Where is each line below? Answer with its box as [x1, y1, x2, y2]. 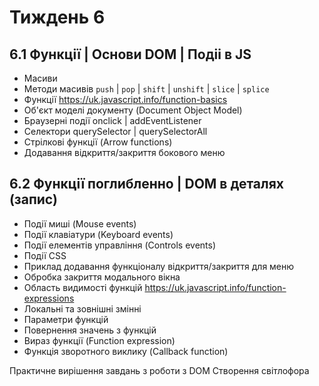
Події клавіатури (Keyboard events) [23, 228, 174, 240]
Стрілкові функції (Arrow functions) [23, 136, 173, 148]
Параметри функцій [23, 313, 109, 325]
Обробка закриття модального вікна [23, 271, 181, 283]
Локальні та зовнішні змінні [23, 302, 142, 315]
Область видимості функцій [23, 281, 143, 293]
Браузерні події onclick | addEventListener [23, 115, 202, 126]
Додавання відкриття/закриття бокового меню [23, 147, 226, 158]
